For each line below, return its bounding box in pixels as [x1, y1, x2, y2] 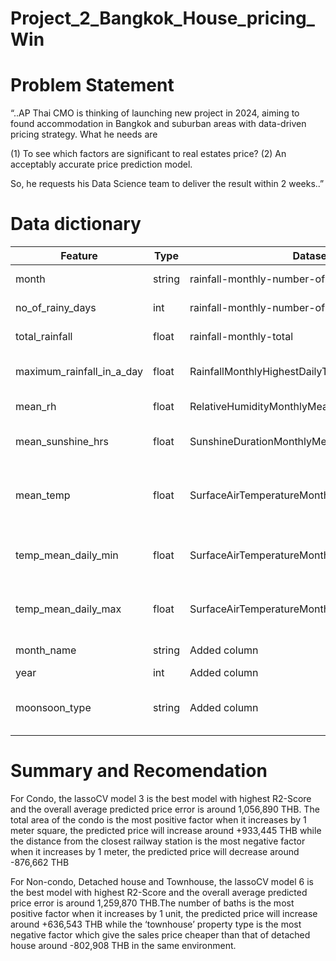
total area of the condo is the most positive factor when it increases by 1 [10, 814, 307, 826]
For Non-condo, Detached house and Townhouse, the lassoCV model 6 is [10, 876, 314, 887]
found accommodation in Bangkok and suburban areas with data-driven [10, 118, 307, 130]
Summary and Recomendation [10, 760, 268, 782]
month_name [15, 643, 77, 657]
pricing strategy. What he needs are [10, 128, 158, 141]
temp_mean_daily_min [15, 548, 119, 562]
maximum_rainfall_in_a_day [15, 365, 143, 379]
